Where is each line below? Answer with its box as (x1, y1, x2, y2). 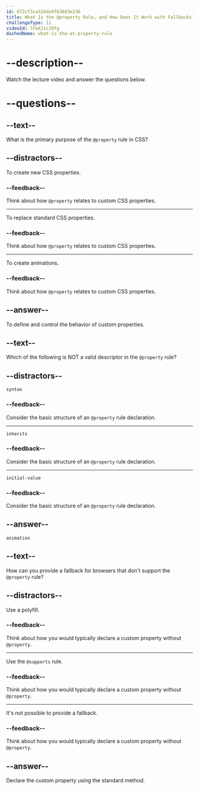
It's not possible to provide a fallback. (6, 709, 98, 716)
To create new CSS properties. (6, 168, 81, 176)
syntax (6, 387, 23, 393)
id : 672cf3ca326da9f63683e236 (6, 8, 81, 15)
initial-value (6, 475, 41, 481)
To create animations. (6, 259, 59, 267)
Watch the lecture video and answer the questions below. (6, 76, 146, 83)
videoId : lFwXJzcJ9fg (6, 25, 60, 31)
